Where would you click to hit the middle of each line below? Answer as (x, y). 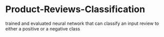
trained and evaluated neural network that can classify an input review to (82, 23)
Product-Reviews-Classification (75, 9)
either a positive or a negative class (43, 28)
